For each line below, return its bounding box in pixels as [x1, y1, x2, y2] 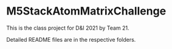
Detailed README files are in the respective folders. [6, 36, 136, 43]
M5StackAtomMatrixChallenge [6, 4, 167, 18]
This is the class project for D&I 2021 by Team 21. [6, 24, 129, 31]
